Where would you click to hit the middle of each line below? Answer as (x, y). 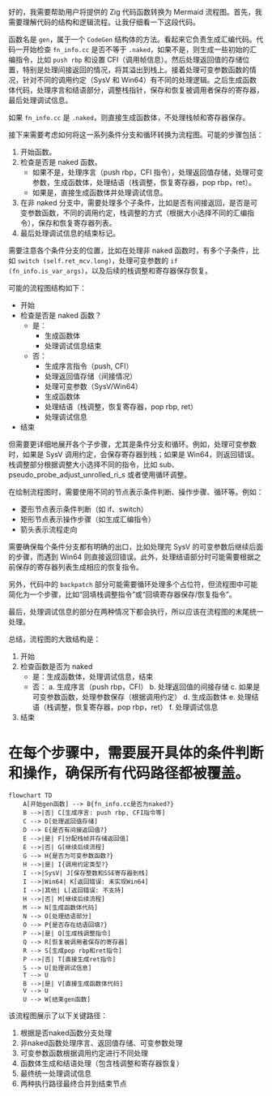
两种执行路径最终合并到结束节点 (73, 1083)
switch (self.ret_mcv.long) (65, 261)
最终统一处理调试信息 (55, 1073)
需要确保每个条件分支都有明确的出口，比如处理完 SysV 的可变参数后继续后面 (136, 547)
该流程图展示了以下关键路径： (58, 1015)
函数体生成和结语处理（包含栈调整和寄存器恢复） (102, 1063)
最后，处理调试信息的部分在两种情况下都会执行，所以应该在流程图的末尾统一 (136, 612)
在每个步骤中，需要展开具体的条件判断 (136, 753)
